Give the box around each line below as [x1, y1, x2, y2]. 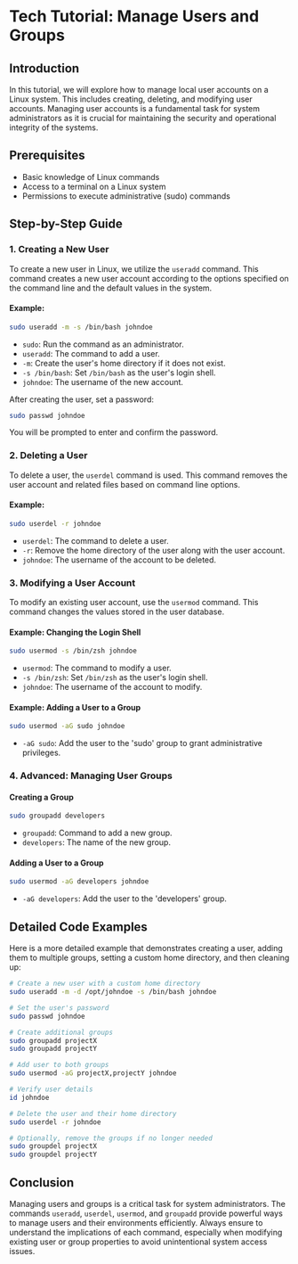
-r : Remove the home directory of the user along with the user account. [21, 545, 286, 555]
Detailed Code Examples [9, 919, 149, 934]
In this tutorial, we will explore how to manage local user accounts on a [9, 85, 269, 94]
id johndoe [9, 1093, 50, 1102]
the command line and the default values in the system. [9, 283, 213, 293]
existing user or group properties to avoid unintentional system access [9, 1236, 268, 1247]
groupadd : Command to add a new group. [21, 827, 173, 839]
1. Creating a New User [9, 243, 109, 256]
